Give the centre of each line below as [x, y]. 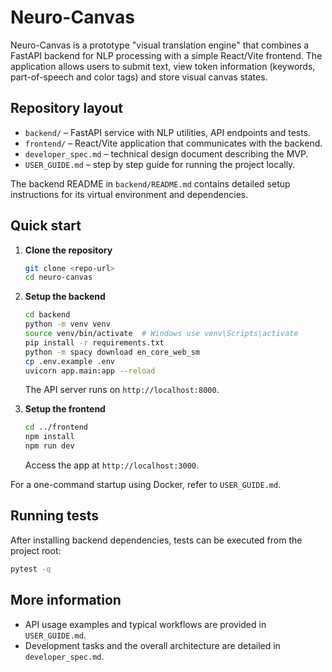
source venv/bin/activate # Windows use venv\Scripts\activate [161, 334]
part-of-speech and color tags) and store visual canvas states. [139, 77]
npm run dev [49, 446]
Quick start [46, 226]
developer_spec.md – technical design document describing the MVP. [166, 153]
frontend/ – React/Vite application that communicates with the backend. [173, 143]
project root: [36, 550]
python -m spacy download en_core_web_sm [112, 352]
